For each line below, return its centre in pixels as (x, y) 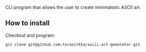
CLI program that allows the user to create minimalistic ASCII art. (73, 7)
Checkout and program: (30, 35)
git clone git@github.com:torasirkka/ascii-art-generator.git (73, 44)
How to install (28, 23)
